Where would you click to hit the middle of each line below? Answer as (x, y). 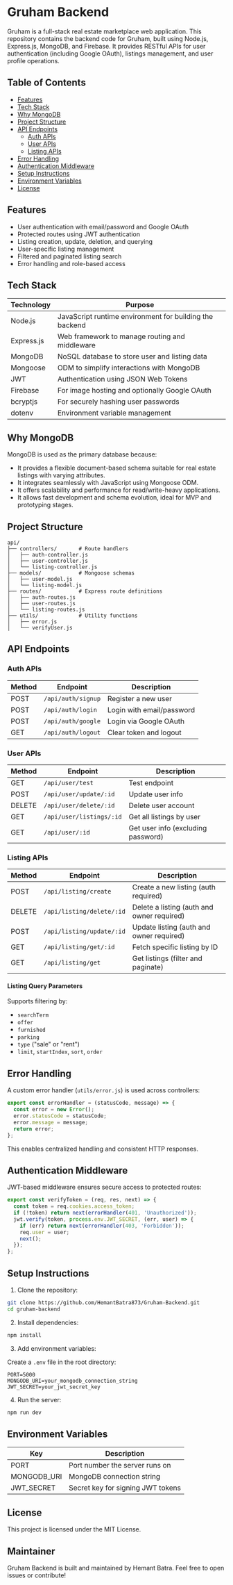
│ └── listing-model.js (44, 585)
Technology (31, 305)
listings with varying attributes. (61, 475)
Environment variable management (114, 413)
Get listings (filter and (167, 958)
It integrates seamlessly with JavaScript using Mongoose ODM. (108, 483)
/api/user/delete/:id (79, 805)
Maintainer (31, 1551)
